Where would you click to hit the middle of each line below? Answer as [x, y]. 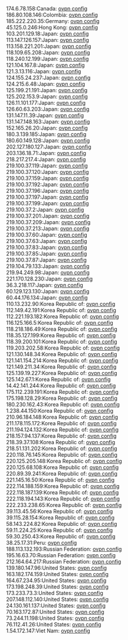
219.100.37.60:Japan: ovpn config [47, 235]
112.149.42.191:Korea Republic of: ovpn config [61, 310]
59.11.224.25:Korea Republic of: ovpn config [60, 530]
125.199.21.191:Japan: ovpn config [47, 90]
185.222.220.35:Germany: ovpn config [53, 21]
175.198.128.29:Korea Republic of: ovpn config [62, 398]
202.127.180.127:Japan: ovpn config [49, 147]
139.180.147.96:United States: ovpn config [57, 568]
